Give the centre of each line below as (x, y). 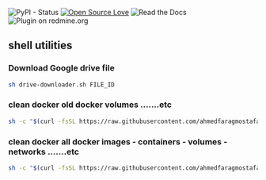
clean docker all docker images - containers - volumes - (118, 141)
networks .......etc (44, 151)
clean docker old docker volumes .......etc (90, 105)
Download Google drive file (61, 68)
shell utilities (40, 46)
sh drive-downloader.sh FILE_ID (61, 84)
